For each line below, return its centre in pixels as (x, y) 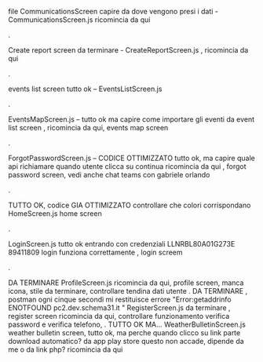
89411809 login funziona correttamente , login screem (95, 252)
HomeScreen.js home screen (55, 214)
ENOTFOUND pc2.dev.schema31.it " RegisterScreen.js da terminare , (119, 308)
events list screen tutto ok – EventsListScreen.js (85, 89)
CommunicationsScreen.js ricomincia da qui (79, 20)
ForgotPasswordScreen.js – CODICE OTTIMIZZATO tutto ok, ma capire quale (131, 158)
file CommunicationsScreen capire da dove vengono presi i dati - (113, 11)
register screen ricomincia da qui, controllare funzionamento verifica (119, 316)
